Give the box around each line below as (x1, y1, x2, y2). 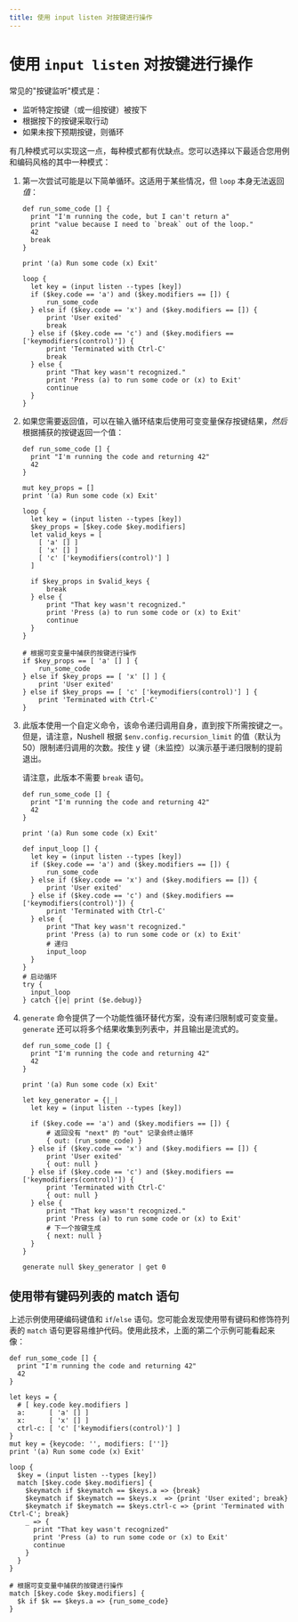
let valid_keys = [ (30, 530, 102, 539)
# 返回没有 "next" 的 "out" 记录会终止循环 (45, 1128, 194, 1137)
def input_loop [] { (21, 844, 99, 853)
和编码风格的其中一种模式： (9, 157, 111, 167)
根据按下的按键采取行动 (21, 115, 109, 125)
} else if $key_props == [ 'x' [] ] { (21, 672, 166, 681)
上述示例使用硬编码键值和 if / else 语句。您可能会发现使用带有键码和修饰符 (9, 1314, 282, 1325)
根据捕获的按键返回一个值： (21, 426, 125, 437)
